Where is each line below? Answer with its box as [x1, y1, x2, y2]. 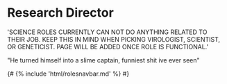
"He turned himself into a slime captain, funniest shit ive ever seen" [7, 56, 200, 64]
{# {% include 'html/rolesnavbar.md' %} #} [7, 69, 130, 78]
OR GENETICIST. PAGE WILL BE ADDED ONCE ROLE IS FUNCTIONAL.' [7, 42, 209, 51]
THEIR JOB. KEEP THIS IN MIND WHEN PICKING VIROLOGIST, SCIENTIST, [7, 35, 221, 43]
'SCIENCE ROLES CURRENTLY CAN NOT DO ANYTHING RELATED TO [7, 28, 208, 36]
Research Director [7, 5, 115, 21]
